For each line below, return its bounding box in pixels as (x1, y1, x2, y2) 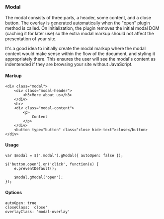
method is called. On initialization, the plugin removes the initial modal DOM (5, 25, 160, 31)
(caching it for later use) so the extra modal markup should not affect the (5, 31, 154, 37)
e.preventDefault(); (14, 166, 57, 171)
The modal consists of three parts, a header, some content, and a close (5, 15, 152, 21)
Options (5, 190, 22, 196)
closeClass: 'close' (5, 205, 48, 210)
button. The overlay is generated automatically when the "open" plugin (5, 20, 150, 26)
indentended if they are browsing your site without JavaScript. (5, 61, 133, 68)
